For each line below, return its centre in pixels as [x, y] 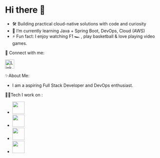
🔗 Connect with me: [25, 53]
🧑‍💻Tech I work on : [24, 95]
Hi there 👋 [25, 10]
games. [20, 43]
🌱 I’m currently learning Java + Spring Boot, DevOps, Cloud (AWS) [79, 31]
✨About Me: [17, 76]
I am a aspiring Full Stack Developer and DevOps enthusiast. [72, 85]
